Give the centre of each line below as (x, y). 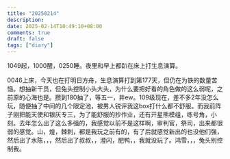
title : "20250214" (33, 13)
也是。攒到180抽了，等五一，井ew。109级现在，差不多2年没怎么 (128, 97)
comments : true (29, 33)
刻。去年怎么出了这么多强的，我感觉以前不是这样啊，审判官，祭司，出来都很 (115, 123)
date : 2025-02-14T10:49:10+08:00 (55, 26)
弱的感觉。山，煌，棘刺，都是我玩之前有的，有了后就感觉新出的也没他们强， (115, 132)
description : (26, 20)
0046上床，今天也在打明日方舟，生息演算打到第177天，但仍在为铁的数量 (110, 80)
